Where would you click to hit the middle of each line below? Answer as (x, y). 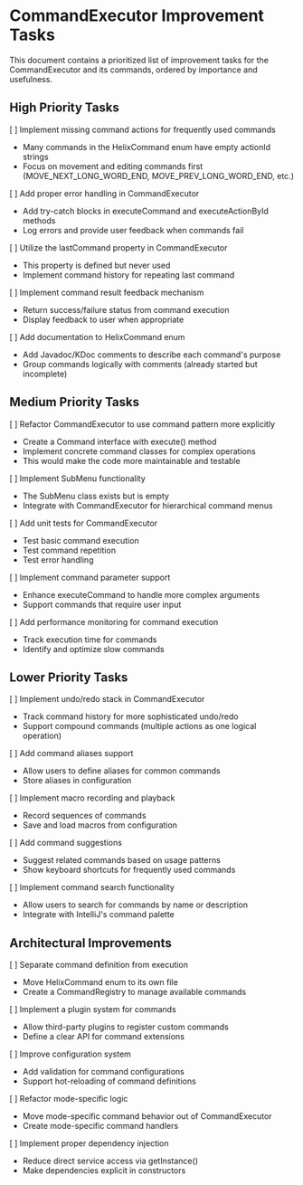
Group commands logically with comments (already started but (140, 364)
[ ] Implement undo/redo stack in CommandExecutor (107, 699)
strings (35, 156)
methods (39, 220)
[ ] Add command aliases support (71, 754)
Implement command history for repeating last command (128, 275)
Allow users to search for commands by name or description (135, 905)
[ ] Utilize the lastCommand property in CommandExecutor (118, 247)
